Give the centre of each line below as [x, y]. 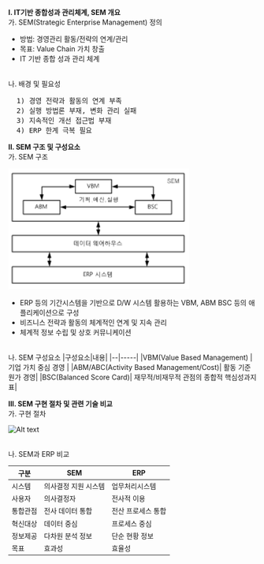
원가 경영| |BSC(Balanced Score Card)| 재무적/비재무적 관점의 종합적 [115, 377]
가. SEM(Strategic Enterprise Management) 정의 [86, 22]
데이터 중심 [61, 523]
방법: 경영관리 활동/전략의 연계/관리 [74, 39]
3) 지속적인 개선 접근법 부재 [64, 120]
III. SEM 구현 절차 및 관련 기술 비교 [60, 404]
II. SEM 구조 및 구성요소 [45, 147]
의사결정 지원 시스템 [74, 486]
